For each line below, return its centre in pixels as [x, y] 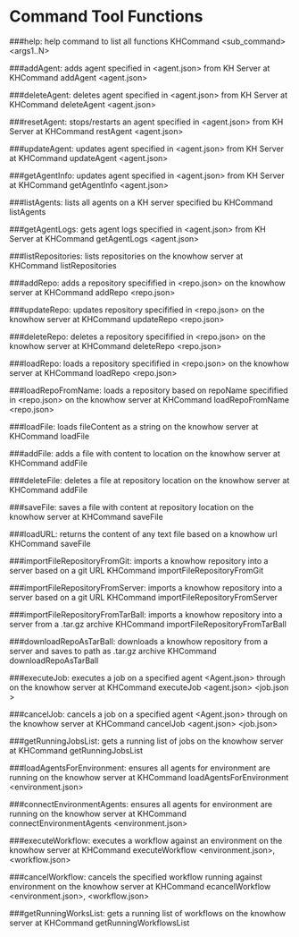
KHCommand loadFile [50, 436]
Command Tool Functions [106, 17]
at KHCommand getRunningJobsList [76, 750]
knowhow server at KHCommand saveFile [86, 516]
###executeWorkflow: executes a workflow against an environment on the [146, 840]
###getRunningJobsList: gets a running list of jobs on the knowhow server [146, 741]
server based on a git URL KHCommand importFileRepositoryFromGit [137, 570]
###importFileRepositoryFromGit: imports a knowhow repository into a [139, 560]
